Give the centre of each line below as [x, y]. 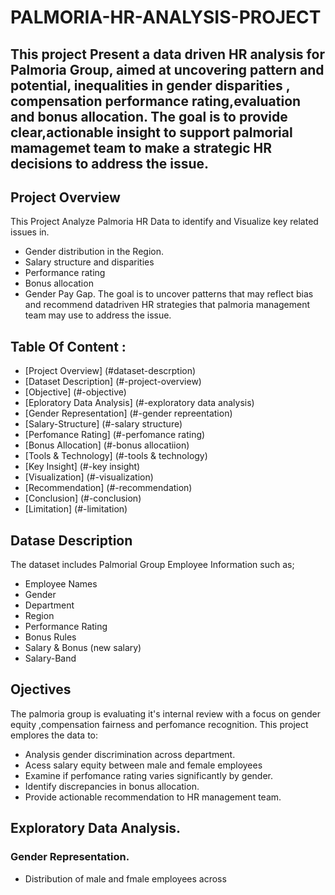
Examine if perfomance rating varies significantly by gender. [148, 775]
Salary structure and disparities [89, 262]
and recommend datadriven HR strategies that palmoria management [167, 305]
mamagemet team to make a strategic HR [141, 147]
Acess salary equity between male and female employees [143, 765]
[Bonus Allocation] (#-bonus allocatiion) [107, 445]
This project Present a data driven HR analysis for [167, 54]
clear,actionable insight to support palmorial [151, 132]
